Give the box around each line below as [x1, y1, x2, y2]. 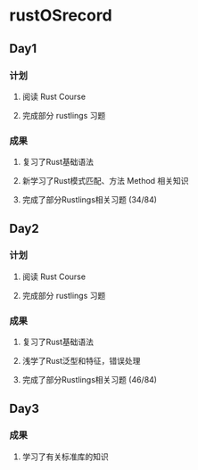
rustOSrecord [9, 5, 113, 26]
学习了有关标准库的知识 [21, 451, 109, 462]
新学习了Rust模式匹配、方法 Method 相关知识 [21, 176, 189, 186]
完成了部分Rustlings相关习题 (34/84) [21, 194, 158, 205]
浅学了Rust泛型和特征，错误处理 [21, 356, 141, 367]
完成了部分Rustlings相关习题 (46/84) [21, 375, 158, 385]
